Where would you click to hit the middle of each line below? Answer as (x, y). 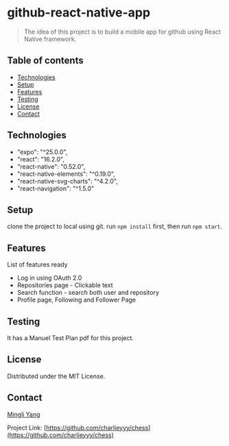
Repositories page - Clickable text (65, 285)
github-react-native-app (79, 13)
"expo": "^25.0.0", (42, 152)
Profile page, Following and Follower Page (76, 300)
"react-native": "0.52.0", (51, 166)
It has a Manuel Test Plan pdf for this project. (71, 338)
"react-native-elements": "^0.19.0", (66, 174)
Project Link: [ (27, 427)
